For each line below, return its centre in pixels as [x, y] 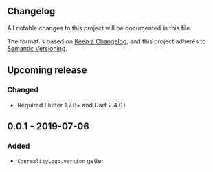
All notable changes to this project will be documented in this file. [100, 28]
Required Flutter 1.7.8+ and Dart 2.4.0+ [72, 105]
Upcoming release [47, 71]
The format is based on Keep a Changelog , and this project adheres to [106, 41]
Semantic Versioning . [37, 48]
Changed [23, 90]
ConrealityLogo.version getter [60, 161]
